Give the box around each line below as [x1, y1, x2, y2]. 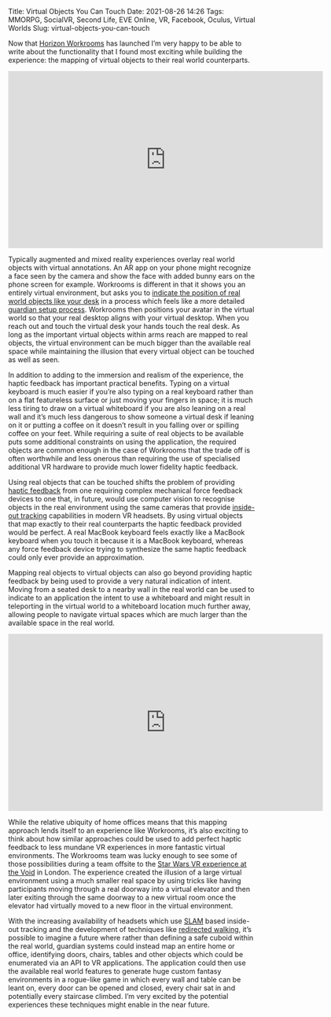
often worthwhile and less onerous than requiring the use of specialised [8, 454, 241, 463]
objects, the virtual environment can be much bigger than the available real [8, 338, 252, 347]
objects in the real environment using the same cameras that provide [8, 503, 231, 512]
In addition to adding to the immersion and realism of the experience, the [8, 370, 244, 379]
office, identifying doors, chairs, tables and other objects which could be [8, 950, 244, 959]
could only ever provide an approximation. [8, 553, 145, 562]
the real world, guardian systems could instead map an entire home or [8, 941, 235, 951]
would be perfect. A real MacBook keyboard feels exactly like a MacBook [8, 527, 245, 537]
